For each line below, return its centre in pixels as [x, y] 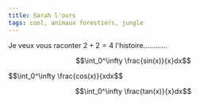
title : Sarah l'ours [42, 15]
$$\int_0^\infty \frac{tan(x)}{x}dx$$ [133, 91]
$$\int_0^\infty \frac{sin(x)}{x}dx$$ [133, 61]
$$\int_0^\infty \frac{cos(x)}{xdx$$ [65, 76]
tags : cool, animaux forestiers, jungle [76, 23]
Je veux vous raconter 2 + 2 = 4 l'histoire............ [88, 45]
